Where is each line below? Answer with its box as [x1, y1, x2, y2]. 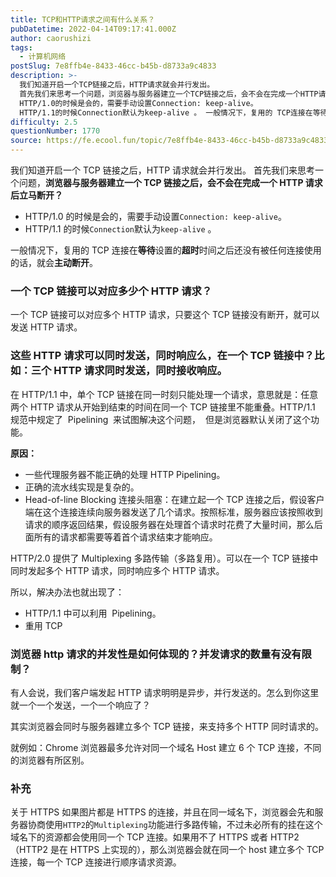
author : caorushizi [10, 33, 92, 43]
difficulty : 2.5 [10, 117, 78, 127]
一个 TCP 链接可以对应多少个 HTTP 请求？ [10, 284, 213, 298]
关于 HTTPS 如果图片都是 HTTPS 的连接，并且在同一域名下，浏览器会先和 [10, 806, 315, 818]
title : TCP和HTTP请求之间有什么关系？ [10, 14, 156, 25]
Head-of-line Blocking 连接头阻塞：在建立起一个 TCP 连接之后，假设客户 [24, 493, 325, 505]
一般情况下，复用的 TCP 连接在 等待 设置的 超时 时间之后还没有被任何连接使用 [10, 244, 322, 256]
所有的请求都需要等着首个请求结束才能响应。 [33, 531, 218, 543]
